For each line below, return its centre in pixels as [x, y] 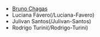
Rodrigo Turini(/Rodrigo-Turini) [50, 27]
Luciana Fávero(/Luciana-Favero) [53, 15]
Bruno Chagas [30, 9]
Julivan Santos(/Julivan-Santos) [52, 21]
